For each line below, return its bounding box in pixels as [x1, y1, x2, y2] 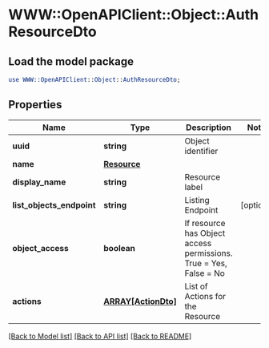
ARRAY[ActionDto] [103, 295, 178, 306]
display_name [12, 176, 66, 188]
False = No [184, 267, 226, 278]
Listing [184, 194, 210, 205]
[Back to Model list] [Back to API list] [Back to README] [8, 331, 192, 341]
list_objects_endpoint [12, 199, 96, 210]
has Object [184, 227, 226, 238]
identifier [184, 145, 219, 156]
